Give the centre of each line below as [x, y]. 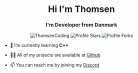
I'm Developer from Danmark [81, 25]
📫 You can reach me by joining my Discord [54, 65]
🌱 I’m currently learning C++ [39, 45]
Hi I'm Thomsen [81, 9]
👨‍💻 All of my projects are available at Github [55, 55]
